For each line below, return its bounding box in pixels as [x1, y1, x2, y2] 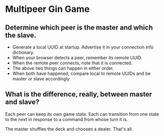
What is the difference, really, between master [5, 90, 152, 99]
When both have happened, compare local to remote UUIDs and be [12, 70, 151, 76]
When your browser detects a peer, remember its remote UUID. [12, 55, 143, 61]
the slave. [5, 31, 36, 39]
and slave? [5, 98, 40, 106]
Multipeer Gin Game [5, 3, 90, 15]
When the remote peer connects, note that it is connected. [12, 60, 133, 66]
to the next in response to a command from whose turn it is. [5, 116, 128, 122]
